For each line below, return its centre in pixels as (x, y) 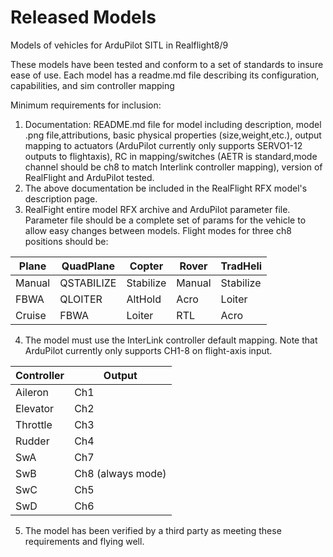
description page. (61, 198)
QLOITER (81, 299)
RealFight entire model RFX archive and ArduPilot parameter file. (157, 209)
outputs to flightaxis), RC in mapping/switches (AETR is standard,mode (171, 156)
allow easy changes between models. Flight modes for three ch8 (158, 230)
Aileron (32, 392)
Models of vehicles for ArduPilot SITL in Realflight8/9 (119, 45)
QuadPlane (88, 266)
